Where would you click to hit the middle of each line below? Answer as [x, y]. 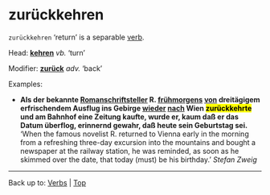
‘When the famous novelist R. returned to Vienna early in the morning [134, 134]
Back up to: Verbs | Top [47, 182]
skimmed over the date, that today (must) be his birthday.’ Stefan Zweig [138, 160]
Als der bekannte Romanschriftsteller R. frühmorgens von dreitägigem [140, 99]
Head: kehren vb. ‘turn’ [47, 52]
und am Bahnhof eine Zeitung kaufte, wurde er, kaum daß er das [129, 116]
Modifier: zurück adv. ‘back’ [55, 68]
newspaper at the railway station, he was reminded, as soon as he [129, 151]
